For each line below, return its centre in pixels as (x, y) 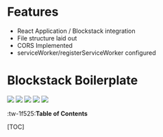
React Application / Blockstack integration (76, 31)
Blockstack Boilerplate (73, 80)
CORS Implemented (45, 45)
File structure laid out (47, 38)
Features (33, 12)
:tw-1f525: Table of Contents (47, 113)
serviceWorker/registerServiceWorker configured (86, 53)
